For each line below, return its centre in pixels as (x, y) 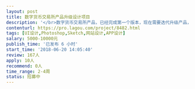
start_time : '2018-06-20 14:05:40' (50, 50)
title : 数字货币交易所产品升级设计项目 (48, 17)
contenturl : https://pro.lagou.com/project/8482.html (73, 28)
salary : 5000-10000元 (32, 39)
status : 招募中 (23, 77)
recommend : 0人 (24, 66)
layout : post (22, 11)
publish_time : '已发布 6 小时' (42, 44)
